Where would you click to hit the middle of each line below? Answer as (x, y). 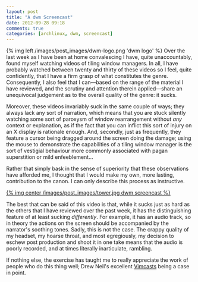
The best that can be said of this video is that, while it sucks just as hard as (98, 204)
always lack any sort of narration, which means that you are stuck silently (96, 113)
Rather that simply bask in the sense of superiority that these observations (98, 169)
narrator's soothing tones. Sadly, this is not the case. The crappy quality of (98, 230)
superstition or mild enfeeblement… (50, 157)
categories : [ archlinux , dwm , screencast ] (59, 34)
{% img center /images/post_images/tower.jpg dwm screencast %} (89, 193)
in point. (16, 273)
